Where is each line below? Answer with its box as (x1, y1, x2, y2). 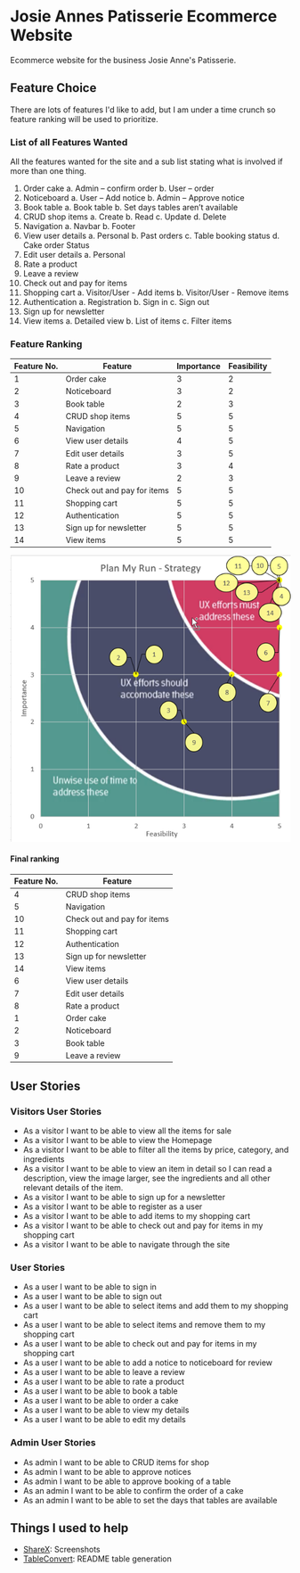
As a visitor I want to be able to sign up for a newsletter (22, 1191, 226, 1202)
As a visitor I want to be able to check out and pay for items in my (22, 1220, 264, 1231)
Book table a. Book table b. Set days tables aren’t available (22, 202, 239, 213)
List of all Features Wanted (10, 136, 128, 148)
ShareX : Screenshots (22, 1544, 101, 1555)
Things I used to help (10, 1520, 129, 1536)
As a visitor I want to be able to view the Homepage (22, 1134, 213, 1145)
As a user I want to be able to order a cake (22, 1396, 179, 1406)
